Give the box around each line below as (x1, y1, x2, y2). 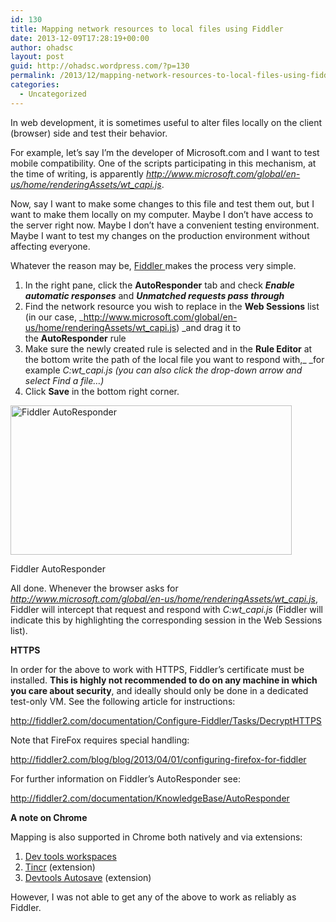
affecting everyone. (10, 240, 91, 252)
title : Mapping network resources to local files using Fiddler (10, 24, 284, 34)
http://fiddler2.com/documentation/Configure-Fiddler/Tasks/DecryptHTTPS (10, 714, 322, 726)
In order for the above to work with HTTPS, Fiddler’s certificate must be (10, 663, 305, 675)
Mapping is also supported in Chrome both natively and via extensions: (10, 831, 303, 843)
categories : (10, 80, 60, 90)
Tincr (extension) (24, 861, 96, 873)
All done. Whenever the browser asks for (10, 582, 179, 594)
